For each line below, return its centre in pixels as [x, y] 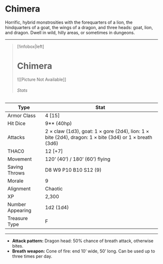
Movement [20, 159]
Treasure [18, 219]
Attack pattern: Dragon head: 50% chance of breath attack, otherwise [83, 241]
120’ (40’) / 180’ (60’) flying [78, 159]
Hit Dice [16, 123]
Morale [16, 181]
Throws [16, 173]
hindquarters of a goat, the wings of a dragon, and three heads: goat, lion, [79, 27]
